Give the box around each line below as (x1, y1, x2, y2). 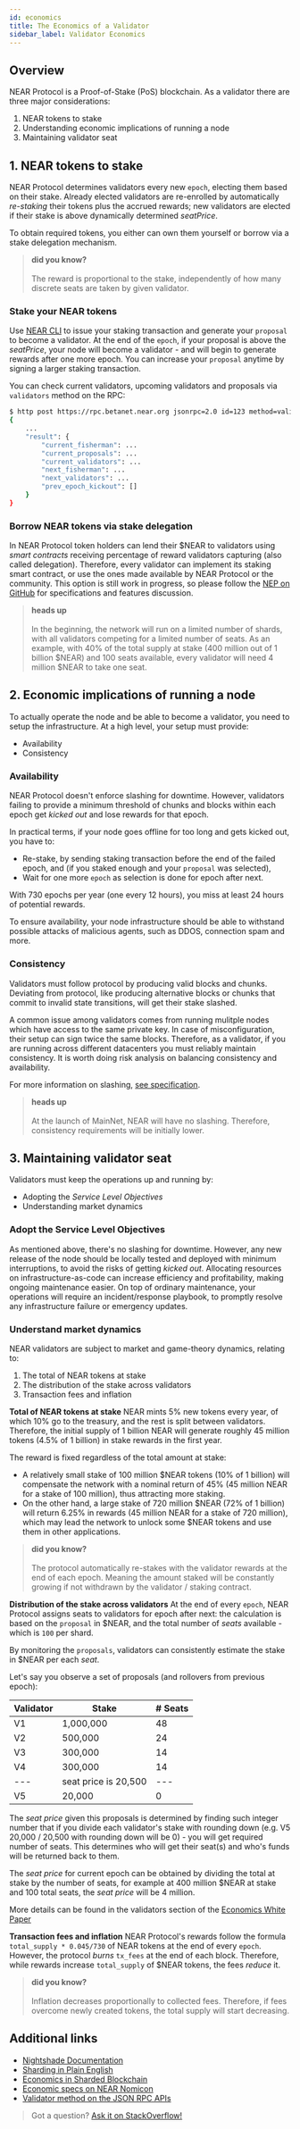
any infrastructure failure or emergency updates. (9, 1300, 188, 1311)
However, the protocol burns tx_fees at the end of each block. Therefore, (9, 1949, 279, 1960)
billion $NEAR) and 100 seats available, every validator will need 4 (30, 653, 274, 664)
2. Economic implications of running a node (9, 688, 256, 703)
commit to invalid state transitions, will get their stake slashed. (9, 997, 238, 1007)
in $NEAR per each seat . (9, 1654, 100, 1665)
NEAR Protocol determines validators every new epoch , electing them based (9, 182, 287, 192)
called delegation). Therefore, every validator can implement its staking (9, 559, 271, 570)
